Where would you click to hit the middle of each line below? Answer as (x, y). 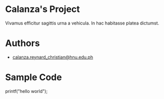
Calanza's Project (42, 9)
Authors (22, 43)
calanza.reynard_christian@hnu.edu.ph (53, 57)
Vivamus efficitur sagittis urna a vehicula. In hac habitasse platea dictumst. (82, 23)
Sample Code (33, 77)
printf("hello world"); (26, 91)
